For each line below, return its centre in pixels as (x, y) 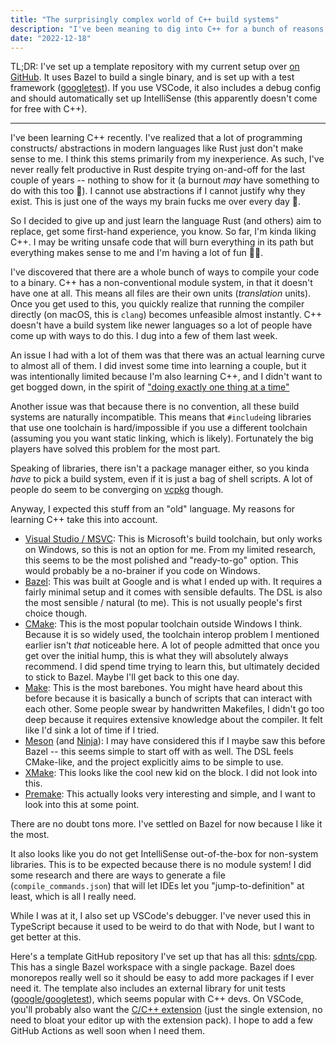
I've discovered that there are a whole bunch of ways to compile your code (165, 272)
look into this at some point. (82, 805)
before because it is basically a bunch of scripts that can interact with (168, 698)
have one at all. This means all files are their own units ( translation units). (161, 293)
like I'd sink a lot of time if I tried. (92, 730)
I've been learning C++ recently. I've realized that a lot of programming (156, 138)
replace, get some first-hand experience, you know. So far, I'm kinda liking (163, 232)
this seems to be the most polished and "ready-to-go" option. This (161, 560)
